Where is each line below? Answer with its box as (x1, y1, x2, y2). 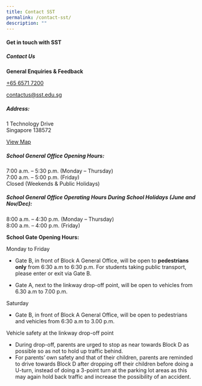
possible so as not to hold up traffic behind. (14, 347, 124, 355)
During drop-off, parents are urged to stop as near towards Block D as (14, 341, 189, 348)
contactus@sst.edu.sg (6, 91, 62, 98)
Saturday (6, 299, 29, 306)
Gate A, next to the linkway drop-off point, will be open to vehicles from (14, 281, 193, 288)
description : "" (6, 20, 47, 26)
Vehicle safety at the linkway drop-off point (6, 329, 114, 337)
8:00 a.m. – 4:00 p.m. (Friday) (6, 221, 80, 229)
